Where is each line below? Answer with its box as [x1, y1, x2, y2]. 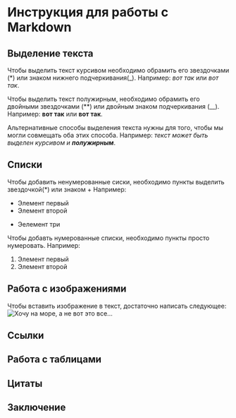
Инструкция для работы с [7, 4, 169, 20]
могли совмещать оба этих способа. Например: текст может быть [7, 131, 209, 139]
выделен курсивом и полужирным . [7, 138, 116, 147]
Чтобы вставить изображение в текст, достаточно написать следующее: [7, 301, 227, 310]
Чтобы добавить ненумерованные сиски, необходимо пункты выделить [7, 177, 225, 186]
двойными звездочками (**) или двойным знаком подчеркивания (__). [7, 102, 220, 110]
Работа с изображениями [7, 283, 127, 295]
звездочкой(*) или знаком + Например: [7, 185, 127, 193]
